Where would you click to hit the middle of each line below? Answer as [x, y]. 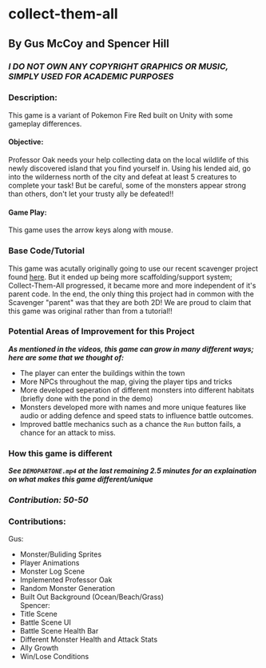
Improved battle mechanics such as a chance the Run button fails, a [130, 424]
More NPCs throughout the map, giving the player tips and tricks [126, 381]
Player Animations [50, 563]
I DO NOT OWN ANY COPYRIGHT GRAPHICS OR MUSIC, [119, 66]
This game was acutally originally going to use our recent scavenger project [133, 268]
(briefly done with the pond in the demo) [86, 398]
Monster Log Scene [52, 571]
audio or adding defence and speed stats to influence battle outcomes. [137, 415]
